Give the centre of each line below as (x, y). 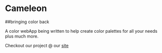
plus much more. (22, 36)
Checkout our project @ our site (37, 45)
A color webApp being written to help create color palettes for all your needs (81, 31)
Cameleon (26, 8)
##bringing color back (27, 22)
